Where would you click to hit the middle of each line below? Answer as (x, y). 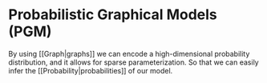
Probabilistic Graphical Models (113, 15)
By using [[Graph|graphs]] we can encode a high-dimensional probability (129, 53)
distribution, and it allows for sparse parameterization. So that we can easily (133, 62)
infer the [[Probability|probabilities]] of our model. (91, 70)
